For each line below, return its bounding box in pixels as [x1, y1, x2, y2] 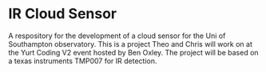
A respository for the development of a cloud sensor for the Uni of [8, 31, 226, 40]
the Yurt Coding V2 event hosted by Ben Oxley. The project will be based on [8, 47, 259, 57]
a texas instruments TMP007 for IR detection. [8, 56, 157, 66]
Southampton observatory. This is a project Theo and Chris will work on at [8, 39, 253, 48]
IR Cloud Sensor [8, 5, 117, 23]
